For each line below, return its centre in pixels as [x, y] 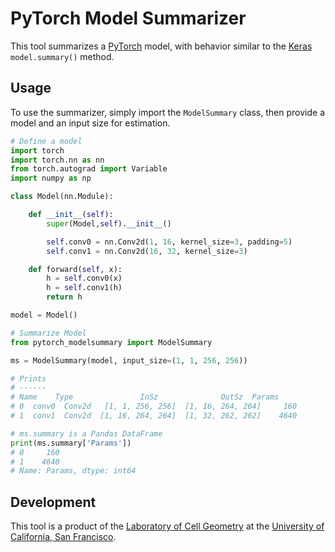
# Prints [28, 378]
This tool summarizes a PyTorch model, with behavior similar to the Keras [161, 46]
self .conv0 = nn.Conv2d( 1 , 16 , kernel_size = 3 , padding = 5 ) [169, 242]
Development [53, 502]
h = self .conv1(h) [84, 288]
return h [64, 297]
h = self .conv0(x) [84, 278]
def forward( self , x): [75, 269]
